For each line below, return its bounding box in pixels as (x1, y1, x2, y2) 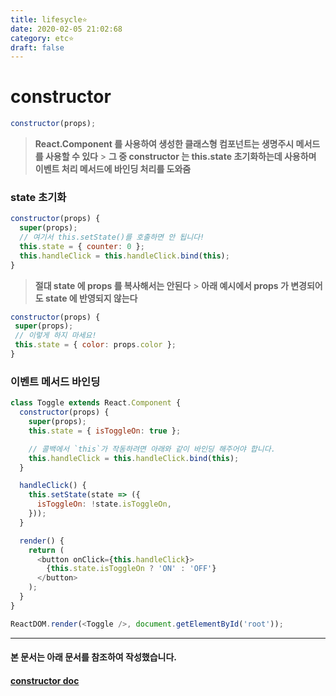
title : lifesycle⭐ (10, 14, 88, 25)
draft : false (10, 42, 65, 53)
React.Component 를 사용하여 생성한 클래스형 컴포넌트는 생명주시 (34, 138, 295, 150)
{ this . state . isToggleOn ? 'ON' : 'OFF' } (46, 564, 217, 574)
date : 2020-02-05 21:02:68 (10, 24, 123, 34)
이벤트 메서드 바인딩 (10, 374, 101, 388)
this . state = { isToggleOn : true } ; (28, 426, 182, 436)
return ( (28, 545, 65, 555)
